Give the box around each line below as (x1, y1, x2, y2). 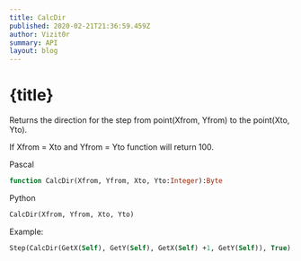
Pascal (9, 159, 34, 170)
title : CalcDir (9, 13, 66, 22)
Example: (9, 226, 44, 237)
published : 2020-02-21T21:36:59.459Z (9, 22, 151, 30)
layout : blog (9, 47, 58, 56)
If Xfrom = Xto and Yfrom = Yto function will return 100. (9, 142, 214, 152)
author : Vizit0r (9, 30, 70, 39)
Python (9, 192, 36, 203)
